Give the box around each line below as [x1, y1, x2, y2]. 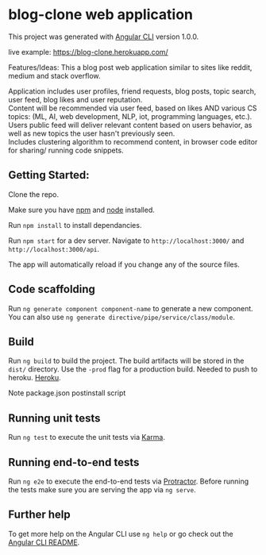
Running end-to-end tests [8, 455, 140, 469]
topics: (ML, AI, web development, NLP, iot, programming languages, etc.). [8, 111, 253, 121]
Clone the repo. [8, 189, 60, 199]
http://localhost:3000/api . [8, 244, 100, 253]
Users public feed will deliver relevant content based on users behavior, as [8, 120, 253, 129]
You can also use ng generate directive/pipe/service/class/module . [8, 312, 236, 322]
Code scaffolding [8, 283, 95, 296]
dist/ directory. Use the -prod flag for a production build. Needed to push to [8, 364, 258, 374]
